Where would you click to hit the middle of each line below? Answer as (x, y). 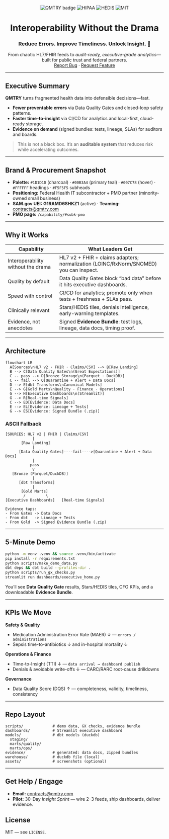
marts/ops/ (21, 748)
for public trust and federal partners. (90, 60)
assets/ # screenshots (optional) (56, 761)
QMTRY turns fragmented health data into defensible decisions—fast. (77, 98)
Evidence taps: (21, 509)
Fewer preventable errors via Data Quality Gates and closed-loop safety (88, 108)
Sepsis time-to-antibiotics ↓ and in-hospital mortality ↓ (70, 644)
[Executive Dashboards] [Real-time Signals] (55, 500)
